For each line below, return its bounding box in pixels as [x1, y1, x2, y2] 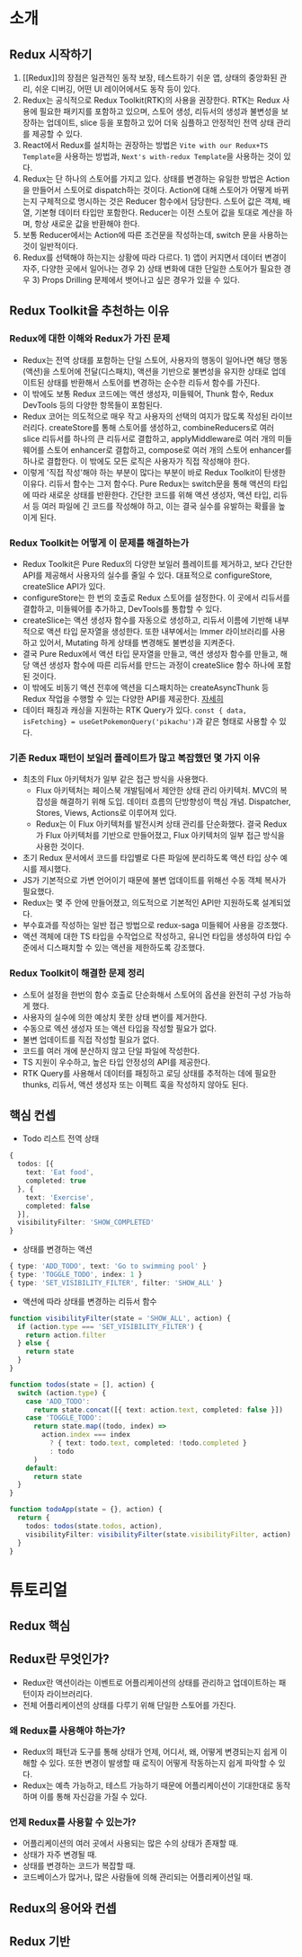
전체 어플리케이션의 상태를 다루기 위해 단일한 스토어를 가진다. [22, 1699, 236, 1710]
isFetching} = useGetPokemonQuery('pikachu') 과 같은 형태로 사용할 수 [22, 715, 278, 726]
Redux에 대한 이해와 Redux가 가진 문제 [9, 332, 171, 345]
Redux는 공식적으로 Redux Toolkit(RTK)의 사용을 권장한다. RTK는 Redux [22, 95, 280, 105]
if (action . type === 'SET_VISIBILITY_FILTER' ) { [17, 1322, 203, 1331]
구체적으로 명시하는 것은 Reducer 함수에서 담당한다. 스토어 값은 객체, [39, 196, 281, 207]
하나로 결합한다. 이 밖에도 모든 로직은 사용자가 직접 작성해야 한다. [22, 456, 250, 466]
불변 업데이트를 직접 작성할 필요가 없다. [22, 1034, 160, 1045]
